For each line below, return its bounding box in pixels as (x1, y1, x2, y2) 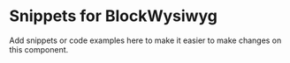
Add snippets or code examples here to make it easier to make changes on (9, 35, 282, 45)
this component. (9, 44, 69, 54)
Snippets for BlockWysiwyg (9, 6, 218, 26)
